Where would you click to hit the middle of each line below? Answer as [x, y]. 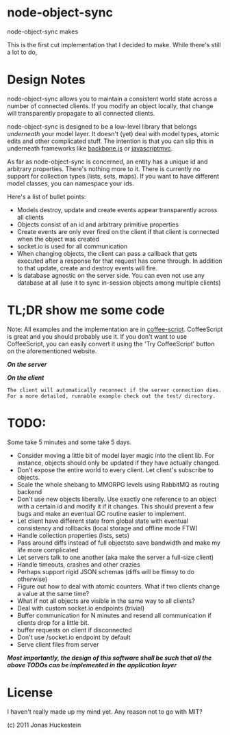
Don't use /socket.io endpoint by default [74, 637]
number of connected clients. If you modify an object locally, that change [110, 106]
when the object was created [58, 239]
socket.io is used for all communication [72, 246]
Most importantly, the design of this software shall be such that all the [110, 658]
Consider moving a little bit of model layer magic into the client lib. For [115, 455]
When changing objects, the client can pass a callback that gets [107, 253]
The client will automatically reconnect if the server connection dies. [115, 390]
